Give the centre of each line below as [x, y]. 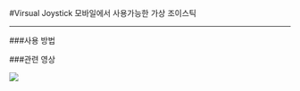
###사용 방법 [33, 40]
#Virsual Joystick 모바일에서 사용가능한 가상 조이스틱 [103, 13]
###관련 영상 [33, 59]
